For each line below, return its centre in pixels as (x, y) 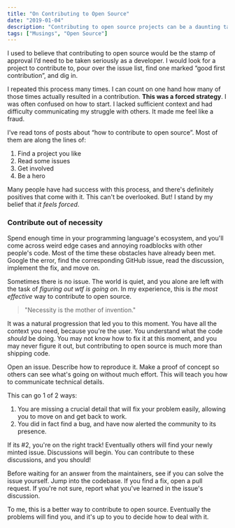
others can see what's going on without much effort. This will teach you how (117, 374)
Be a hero (31, 176)
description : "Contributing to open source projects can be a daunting (114, 27)
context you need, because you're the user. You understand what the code (115, 331)
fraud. (16, 119)
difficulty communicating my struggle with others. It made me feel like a (111, 111)
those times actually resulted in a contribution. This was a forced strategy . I (117, 97)
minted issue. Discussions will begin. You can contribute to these (101, 452)
